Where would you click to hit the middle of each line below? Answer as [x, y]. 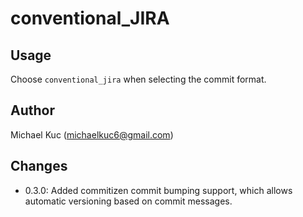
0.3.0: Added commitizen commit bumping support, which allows [158, 190]
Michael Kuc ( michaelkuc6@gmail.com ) [92, 134]
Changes [39, 166]
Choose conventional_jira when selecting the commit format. [138, 79]
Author [32, 110]
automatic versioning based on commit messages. [128, 201]
